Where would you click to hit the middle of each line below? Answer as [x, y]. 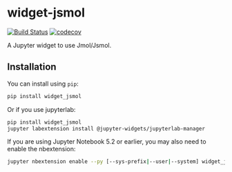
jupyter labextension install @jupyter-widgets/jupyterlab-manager [106, 128]
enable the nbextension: [41, 149]
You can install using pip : [43, 84]
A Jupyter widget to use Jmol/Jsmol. [59, 45]
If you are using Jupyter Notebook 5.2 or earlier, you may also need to [107, 142]
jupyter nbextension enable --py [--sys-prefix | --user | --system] [103, 162]
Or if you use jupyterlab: [41, 109]
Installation [32, 67]
